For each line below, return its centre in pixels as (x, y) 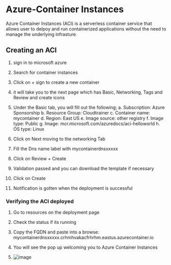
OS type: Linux (29, 129)
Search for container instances (46, 72)
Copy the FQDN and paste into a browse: (56, 232)
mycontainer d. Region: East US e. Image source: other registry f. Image (88, 118)
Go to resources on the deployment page (56, 213)
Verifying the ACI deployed (40, 201)
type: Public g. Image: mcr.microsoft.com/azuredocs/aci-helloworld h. (87, 124)
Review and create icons (39, 97)
